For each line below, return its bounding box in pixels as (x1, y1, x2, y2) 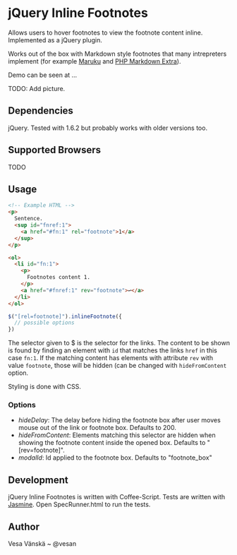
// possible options (14, 319, 75, 326)
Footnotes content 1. (26, 274, 91, 281)
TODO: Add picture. (8, 84, 66, 92)
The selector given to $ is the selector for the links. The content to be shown (8, 339, 230, 347)
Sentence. (14, 215, 43, 222)
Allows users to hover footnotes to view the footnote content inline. (8, 28, 203, 37)
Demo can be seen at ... (8, 71, 78, 79)
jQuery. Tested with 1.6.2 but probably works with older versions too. (8, 124, 207, 132)
